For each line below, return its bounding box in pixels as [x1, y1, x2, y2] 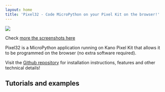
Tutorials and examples [5, 79, 80, 88]
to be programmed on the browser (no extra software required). [5, 50, 136, 56]
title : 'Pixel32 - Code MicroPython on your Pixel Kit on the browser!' [5, 12, 160, 17]
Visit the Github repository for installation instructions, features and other [5, 59, 155, 65]
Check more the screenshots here [5, 35, 75, 41]
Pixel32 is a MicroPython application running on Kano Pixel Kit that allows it [5, 44, 160, 50]
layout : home [5, 7, 32, 12]
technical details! [5, 65, 40, 71]
